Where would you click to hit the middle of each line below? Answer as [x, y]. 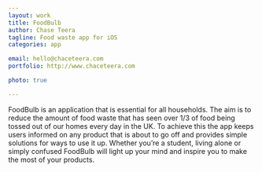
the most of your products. [52, 159]
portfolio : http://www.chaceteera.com [72, 66]
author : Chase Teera [42, 30]
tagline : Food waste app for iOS [63, 37]
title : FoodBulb [35, 23]
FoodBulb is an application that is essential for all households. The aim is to [130, 109]
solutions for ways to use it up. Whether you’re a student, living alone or [125, 143]
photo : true [28, 80]
